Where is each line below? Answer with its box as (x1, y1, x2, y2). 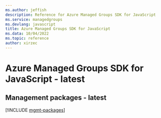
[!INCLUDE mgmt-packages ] (5, 107, 65, 113)
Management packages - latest (5, 94, 107, 102)
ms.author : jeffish (5, 7, 47, 13)
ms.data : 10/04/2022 (5, 31, 49, 36)
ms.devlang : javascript (5, 21, 56, 27)
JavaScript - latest (5, 73, 85, 84)
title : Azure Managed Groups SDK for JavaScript (5, 26, 111, 32)
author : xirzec (5, 41, 38, 46)
